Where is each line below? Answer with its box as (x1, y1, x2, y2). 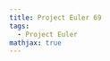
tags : (9, 22, 30, 30)
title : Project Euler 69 (9, 13, 102, 22)
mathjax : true (9, 38, 63, 48)
